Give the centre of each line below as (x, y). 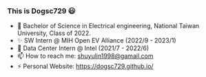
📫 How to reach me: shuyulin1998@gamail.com (85, 56)
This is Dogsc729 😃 (41, 11)
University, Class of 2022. (54, 33)
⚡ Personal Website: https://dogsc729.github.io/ (85, 66)
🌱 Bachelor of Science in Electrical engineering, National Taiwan (108, 26)
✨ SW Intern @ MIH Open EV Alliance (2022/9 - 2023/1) (97, 41)
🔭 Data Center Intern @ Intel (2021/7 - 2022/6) (83, 48)
